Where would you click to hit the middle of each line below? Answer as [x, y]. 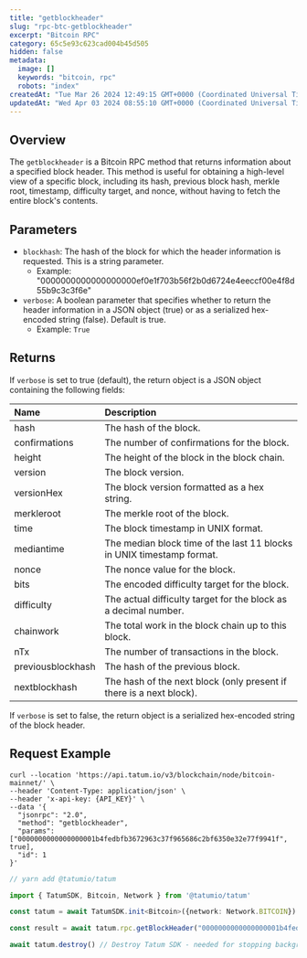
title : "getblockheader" [57, 18]
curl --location [40, 775]
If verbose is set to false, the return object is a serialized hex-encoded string [152, 715]
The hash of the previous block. [172, 666]
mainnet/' [28, 782]
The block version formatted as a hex [185, 487]
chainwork [37, 631]
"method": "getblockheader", [73, 823]
